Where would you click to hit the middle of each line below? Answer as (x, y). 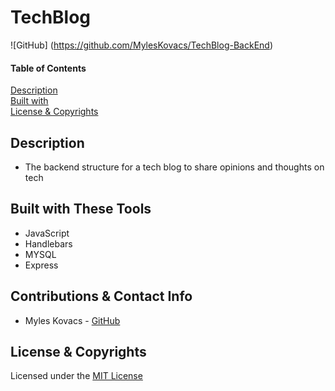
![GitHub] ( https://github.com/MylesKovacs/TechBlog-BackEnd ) (141, 45)
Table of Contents (48, 68)
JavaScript (47, 233)
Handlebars (48, 243)
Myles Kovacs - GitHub (72, 320)
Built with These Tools (81, 209)
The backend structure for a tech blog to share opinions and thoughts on (174, 167)
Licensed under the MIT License (76, 376)
